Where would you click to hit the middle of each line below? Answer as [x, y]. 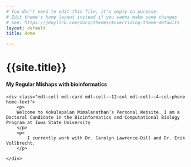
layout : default [26, 28]
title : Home [21, 34]
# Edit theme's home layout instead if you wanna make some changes [92, 17]
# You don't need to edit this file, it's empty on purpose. [83, 11]
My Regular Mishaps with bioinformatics [57, 84]
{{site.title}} [36, 68]
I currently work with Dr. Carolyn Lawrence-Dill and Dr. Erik [106, 138]
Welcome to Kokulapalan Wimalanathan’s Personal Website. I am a [98, 112]
